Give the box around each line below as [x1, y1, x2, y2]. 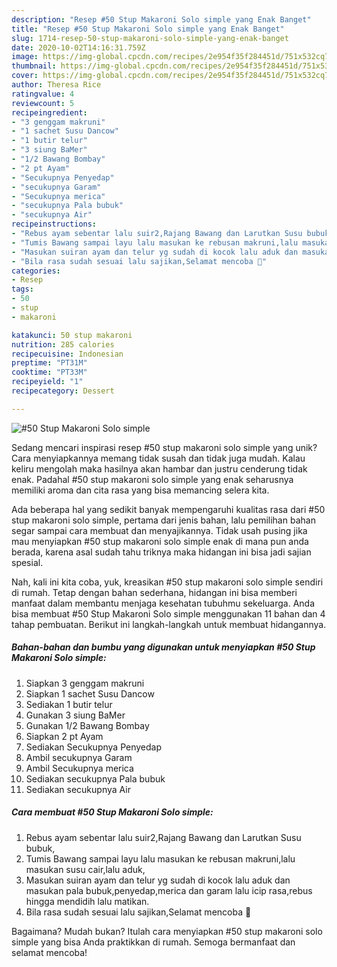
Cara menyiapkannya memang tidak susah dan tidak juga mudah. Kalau [11, 452, 306, 464]
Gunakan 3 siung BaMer [25, 709, 126, 721]
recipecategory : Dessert [11, 386, 115, 396]
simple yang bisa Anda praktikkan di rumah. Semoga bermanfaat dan [11, 936, 296, 948]
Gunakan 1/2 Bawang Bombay [25, 719, 150, 731]
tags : [11, 284, 34, 295]
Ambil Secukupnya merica [25, 762, 134, 774]
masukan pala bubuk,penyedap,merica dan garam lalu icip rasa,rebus [25, 884, 313, 896]
